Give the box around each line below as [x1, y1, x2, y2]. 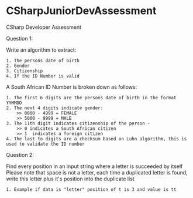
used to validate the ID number [6, 141, 85, 147]
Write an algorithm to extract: [6, 46, 77, 53]
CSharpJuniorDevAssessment [6, 4, 157, 18]
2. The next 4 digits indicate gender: [6, 105, 104, 111]
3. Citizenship [6, 68, 43, 74]
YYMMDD [6, 100, 22, 106]
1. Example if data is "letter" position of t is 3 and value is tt [6, 186, 177, 192]
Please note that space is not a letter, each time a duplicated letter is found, [6, 169, 188, 176]
